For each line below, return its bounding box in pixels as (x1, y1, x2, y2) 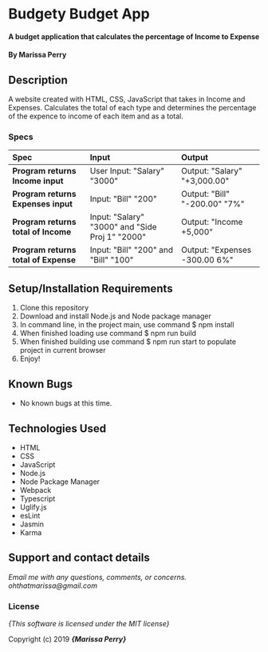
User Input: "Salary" (89, 166, 165, 177)
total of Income (12, 226, 72, 238)
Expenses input (12, 198, 73, 210)
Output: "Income (180, 217, 243, 228)
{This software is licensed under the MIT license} (8, 619, 170, 629)
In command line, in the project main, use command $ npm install (19, 320, 235, 330)
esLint (19, 510, 41, 520)
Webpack (19, 485, 52, 494)
